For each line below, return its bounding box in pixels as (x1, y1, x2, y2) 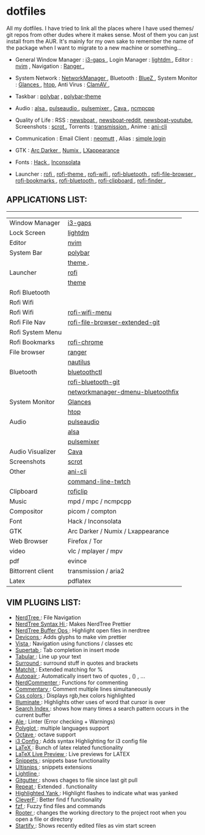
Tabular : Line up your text (15, 653, 81, 660)
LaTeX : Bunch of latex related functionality (15, 744, 123, 751)
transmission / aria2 (67, 566, 125, 575)
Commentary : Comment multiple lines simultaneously (15, 685, 151, 692)
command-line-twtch (67, 477, 131, 485)
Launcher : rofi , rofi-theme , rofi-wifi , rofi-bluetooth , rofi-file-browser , (15, 170, 196, 178)
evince (67, 556, 87, 565)
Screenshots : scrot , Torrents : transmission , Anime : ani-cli (15, 122, 167, 130)
